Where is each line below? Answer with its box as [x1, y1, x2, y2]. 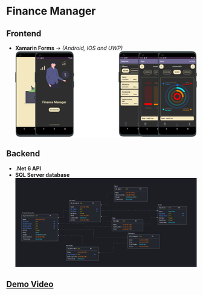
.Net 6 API [14, 165, 41, 172]
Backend [6, 148, 40, 159]
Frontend [6, 28, 42, 39]
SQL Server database [14, 171, 70, 178]
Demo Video [6, 279, 54, 289]
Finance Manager [6, 4, 96, 18]
